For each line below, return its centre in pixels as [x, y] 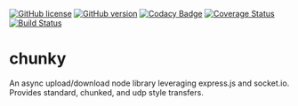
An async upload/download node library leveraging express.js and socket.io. [149, 83]
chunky [38, 59]
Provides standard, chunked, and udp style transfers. [107, 92]
